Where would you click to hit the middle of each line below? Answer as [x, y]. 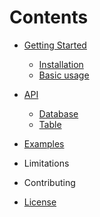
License [40, 202]
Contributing [49, 182]
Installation [61, 64]
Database [58, 113]
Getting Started [55, 45]
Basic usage [64, 75]
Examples [44, 143]
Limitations [46, 163]
